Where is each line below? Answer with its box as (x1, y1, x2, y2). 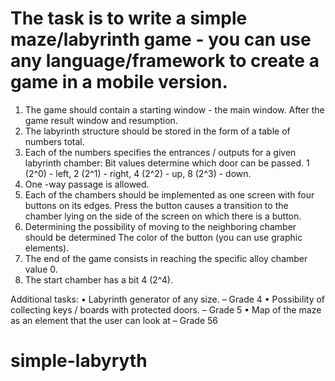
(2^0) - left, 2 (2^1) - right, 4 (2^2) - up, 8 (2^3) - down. (24, 167, 252, 179)
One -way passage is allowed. (24, 178, 150, 190)
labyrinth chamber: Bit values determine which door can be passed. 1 (24, 157, 310, 169)
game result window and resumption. (24, 114, 178, 126)
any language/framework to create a (10, 50, 320, 72)
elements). (24, 242, 70, 254)
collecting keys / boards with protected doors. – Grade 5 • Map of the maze (10, 303, 322, 316)
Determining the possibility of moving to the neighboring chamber (24, 220, 297, 232)
